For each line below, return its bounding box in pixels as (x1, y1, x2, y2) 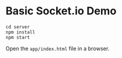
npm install (5, 29, 35, 35)
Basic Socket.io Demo (5, 4, 117, 18)
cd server (5, 24, 30, 30)
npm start (5, 34, 30, 40)
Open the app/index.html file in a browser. (5, 45, 110, 52)
